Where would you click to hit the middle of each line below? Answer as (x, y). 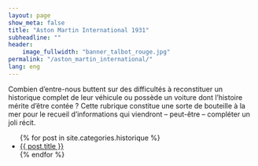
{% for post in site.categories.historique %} (90, 138)
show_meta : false (37, 23)
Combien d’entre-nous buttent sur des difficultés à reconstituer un (116, 89)
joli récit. (22, 122)
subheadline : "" (35, 37)
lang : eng (24, 67)
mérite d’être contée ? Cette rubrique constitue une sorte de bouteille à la (127, 105)
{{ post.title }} (42, 146)
